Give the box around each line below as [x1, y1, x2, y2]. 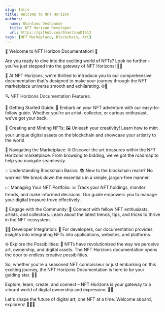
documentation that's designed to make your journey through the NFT [5, 77, 147, 84]
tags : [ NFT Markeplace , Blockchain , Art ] [5, 35, 92, 40]
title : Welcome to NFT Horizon [5, 12, 69, 17]
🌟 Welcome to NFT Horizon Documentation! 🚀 [5, 48, 98, 54]
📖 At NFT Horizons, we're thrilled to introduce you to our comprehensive [5, 72, 152, 78]
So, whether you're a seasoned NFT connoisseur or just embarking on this [5, 261, 156, 267]
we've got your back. [5, 115, 48, 121]
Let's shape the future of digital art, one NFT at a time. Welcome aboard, [5, 296, 152, 302]
